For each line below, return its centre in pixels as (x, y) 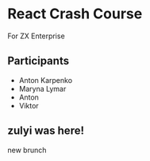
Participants (38, 61)
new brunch (27, 150)
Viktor (29, 105)
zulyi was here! (46, 131)
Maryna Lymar (42, 88)
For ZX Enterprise (36, 36)
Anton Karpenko (46, 80)
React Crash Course (75, 14)
